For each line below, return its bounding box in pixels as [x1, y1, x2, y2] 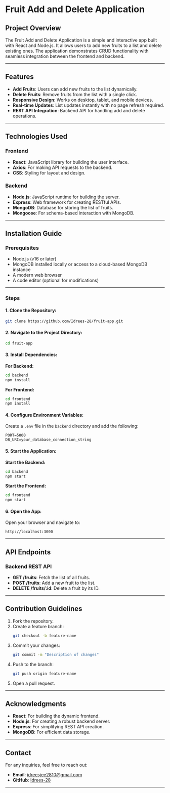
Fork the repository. [12, 618, 54, 624]
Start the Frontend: [5, 483, 47, 489]
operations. [12, 113, 37, 119]
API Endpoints [5, 548, 51, 556]
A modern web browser [12, 272, 62, 278]
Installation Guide [5, 229, 62, 238]
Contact [5, 748, 31, 757]
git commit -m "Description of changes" [12, 652, 99, 657]
